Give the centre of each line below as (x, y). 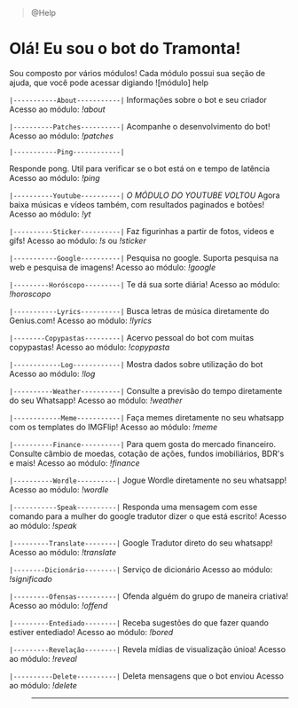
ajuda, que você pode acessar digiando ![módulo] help (109, 83)
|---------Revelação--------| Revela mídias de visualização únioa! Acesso (148, 649)
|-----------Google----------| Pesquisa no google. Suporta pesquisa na (144, 257)
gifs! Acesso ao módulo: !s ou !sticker (78, 240)
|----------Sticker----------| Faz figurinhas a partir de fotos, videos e (142, 231)
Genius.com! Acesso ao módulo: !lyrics (81, 320)
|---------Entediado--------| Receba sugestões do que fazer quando (139, 622)
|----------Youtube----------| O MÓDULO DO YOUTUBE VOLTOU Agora (145, 195)
